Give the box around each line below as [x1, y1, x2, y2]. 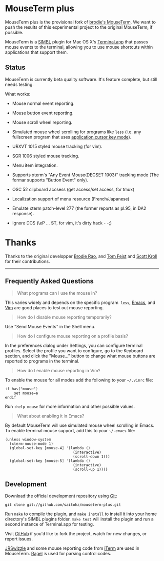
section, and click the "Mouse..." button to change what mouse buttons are [5, 353, 156, 359]
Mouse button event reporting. [12, 110, 74, 116]
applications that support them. [5, 49, 68, 55]
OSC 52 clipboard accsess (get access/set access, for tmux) [12, 186, 135, 192]
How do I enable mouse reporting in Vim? [17, 367, 101, 373]
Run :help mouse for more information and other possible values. [5, 403, 135, 409]
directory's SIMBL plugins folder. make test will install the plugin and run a [5, 516, 154, 522]
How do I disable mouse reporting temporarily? [17, 314, 112, 320]
